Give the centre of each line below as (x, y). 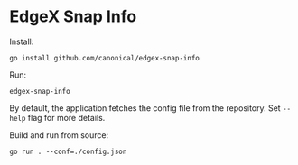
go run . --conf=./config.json (68, 151)
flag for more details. (66, 117)
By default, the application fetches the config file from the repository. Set (145, 108)
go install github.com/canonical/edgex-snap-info (105, 58)
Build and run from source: (59, 135)
